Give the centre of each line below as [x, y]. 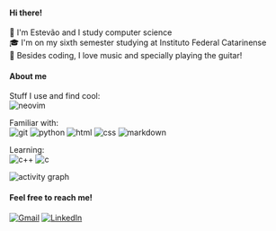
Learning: [27, 150]
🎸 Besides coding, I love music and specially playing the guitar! [126, 56]
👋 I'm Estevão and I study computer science [91, 32]
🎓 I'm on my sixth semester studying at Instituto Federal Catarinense [138, 43]
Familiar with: [34, 123]
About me [28, 76]
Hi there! [26, 13]
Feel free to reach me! [51, 197]
